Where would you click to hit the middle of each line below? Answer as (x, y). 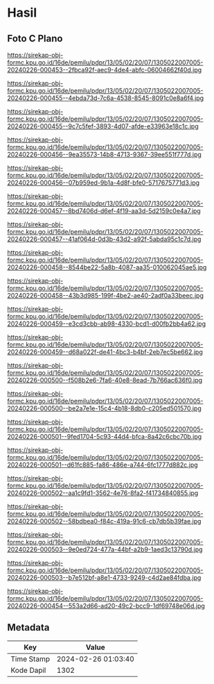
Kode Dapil (28, 670)
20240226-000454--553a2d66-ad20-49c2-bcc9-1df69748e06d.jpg (106, 606)
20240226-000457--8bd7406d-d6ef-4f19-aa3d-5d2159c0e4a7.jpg (104, 211)
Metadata (28, 627)
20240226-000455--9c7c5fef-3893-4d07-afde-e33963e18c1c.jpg (103, 126)
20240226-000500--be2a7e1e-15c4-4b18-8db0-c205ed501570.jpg (105, 408)
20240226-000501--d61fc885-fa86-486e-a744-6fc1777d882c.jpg (103, 465)
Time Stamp (30, 659)
